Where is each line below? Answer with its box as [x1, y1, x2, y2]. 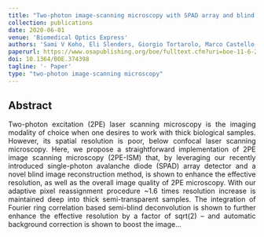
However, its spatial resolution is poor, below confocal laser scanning [8, 137, 256, 146]
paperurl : [8, 48, 41, 56]
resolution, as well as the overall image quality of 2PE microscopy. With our [8, 178, 256, 188]
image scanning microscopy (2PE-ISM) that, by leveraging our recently [8, 153, 256, 162]
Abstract [8, 99, 53, 112]
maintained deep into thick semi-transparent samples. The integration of [8, 195, 256, 204]
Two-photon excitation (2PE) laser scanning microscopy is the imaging [8, 119, 256, 129]
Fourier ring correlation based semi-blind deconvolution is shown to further [8, 203, 256, 213]
